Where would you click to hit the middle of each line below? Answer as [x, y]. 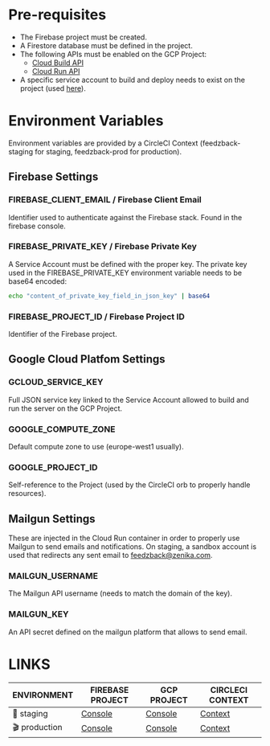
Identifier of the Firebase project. [63, 334]
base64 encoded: [37, 281]
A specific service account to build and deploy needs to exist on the [132, 80]
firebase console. [37, 226]
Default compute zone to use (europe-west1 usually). [96, 447]
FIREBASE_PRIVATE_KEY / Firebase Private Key [102, 247]
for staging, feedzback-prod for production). [108, 151]
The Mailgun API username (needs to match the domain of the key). [121, 593]
